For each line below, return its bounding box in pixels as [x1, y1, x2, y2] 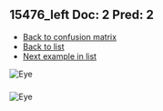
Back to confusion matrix [22, 31, 117, 42]
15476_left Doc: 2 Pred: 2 [9, 7, 155, 23]
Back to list [22, 41, 65, 52]
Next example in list [22, 50, 97, 62]
